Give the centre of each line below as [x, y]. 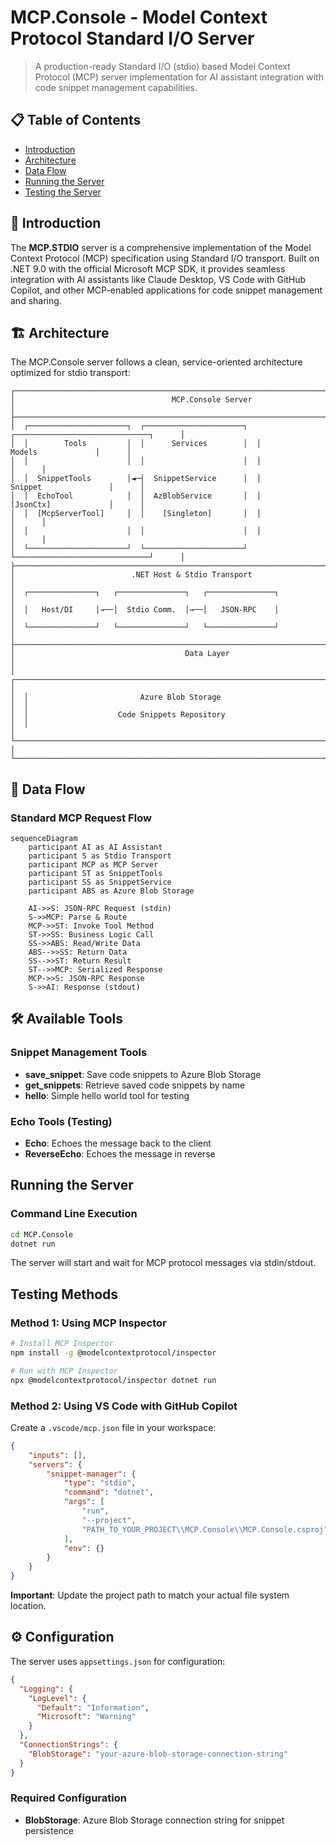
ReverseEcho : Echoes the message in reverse [120, 1154]
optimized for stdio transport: [70, 373]
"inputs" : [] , [57, 1455]
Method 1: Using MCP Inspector [88, 1323]
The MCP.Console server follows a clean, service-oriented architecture [156, 362]
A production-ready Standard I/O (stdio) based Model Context [162, 66]
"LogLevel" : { [57, 1698]
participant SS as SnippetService [100, 882]
